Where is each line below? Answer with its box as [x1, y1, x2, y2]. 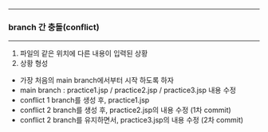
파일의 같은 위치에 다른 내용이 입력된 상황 [19, 49, 148, 58]
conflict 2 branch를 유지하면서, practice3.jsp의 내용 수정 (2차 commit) [19, 115, 244, 125]
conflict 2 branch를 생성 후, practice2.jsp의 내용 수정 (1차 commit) [19, 105, 231, 115]
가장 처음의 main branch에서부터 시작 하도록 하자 [19, 76, 174, 85]
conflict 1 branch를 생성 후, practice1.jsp [19, 95, 150, 105]
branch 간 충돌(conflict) [8, 21, 100, 33]
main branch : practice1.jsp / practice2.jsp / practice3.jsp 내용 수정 [19, 85, 237, 95]
